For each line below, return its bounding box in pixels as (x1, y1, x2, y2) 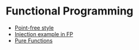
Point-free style (14, 24, 54, 31)
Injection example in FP (14, 30, 74, 37)
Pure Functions (14, 37, 53, 44)
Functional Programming (5, 4, 134, 18)
